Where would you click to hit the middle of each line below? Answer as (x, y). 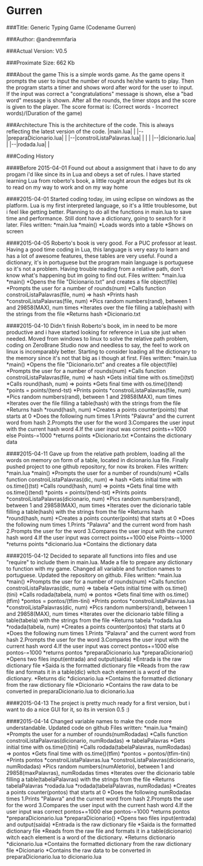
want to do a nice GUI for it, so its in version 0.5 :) (68, 709)
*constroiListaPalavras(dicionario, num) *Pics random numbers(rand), (94, 499)
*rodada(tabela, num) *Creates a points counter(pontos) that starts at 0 (96, 627)
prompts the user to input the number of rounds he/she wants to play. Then (100, 81)
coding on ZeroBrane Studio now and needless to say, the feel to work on (98, 345)
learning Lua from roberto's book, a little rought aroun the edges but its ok (99, 180)
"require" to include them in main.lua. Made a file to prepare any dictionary (99, 562)
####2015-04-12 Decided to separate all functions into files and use (92, 556)
